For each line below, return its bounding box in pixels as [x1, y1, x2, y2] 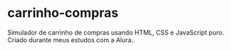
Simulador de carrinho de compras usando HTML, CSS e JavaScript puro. [7, 28, 225, 37]
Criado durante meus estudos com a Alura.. [7, 35, 135, 44]
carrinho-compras [7, 5, 119, 21]
